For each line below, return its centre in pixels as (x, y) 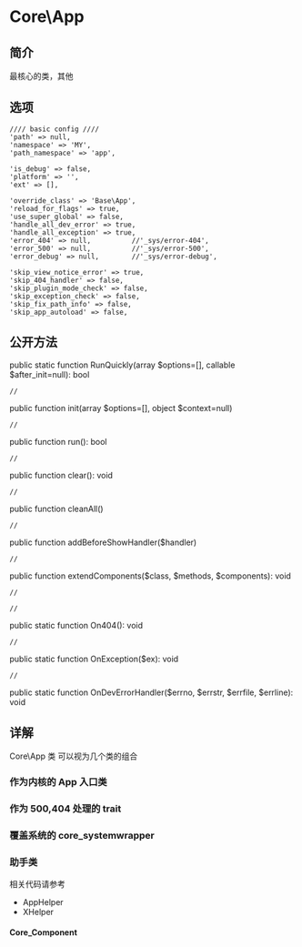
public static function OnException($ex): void (94, 659)
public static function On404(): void (76, 625)
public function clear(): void (61, 475)
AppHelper (43, 902)
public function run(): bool (58, 441)
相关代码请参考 (37, 883)
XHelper (38, 912)
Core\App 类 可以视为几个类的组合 (74, 756)
